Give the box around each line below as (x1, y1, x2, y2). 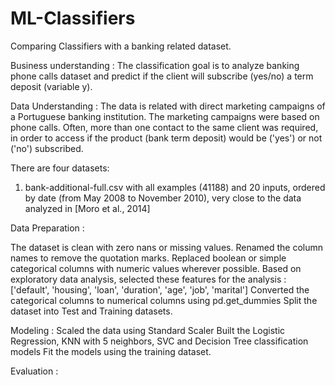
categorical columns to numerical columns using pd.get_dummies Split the (10, 294, 318, 306)
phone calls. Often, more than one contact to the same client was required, (10, 121, 319, 133)
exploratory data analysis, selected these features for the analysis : (10, 273, 287, 285)
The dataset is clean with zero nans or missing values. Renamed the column (10, 241, 324, 253)
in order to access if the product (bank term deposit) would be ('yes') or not (10, 132, 323, 144)
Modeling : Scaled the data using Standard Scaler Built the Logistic (10, 324, 286, 336)
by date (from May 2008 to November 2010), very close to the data (24, 192, 302, 204)
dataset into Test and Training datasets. (10, 305, 173, 317)
